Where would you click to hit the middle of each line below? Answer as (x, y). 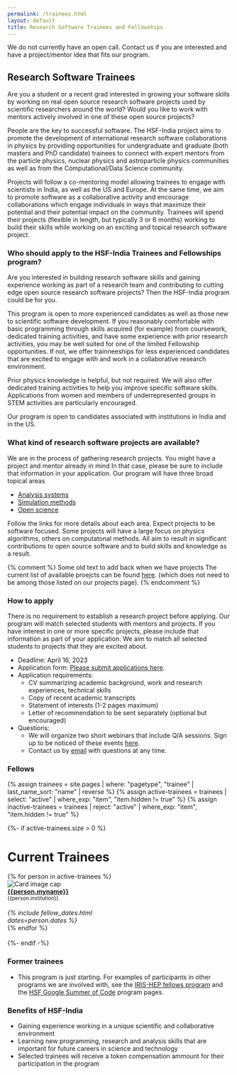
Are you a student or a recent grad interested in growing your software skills (119, 94)
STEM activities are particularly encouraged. (72, 403)
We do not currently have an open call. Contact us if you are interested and (117, 48)
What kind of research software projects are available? (104, 443)
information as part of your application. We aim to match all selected (107, 639)
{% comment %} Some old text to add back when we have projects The (112, 567)
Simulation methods (47, 502)
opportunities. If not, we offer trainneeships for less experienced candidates (118, 351)
